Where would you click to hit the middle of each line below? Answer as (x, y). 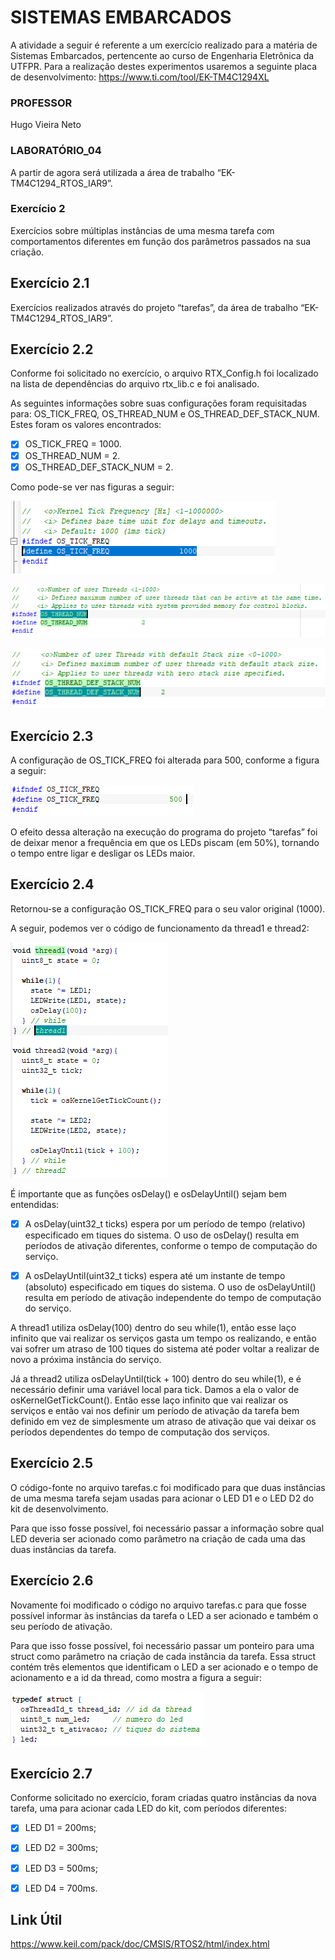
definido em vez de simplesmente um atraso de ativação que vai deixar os (163, 1421)
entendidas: (35, 1204)
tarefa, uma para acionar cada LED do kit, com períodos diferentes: (148, 1808)
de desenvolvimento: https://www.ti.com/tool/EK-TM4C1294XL (140, 77)
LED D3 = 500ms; (61, 1868)
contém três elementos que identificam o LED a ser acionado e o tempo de (164, 1667)
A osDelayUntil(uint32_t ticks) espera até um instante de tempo (155, 1275)
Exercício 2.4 (52, 884)
